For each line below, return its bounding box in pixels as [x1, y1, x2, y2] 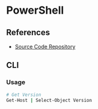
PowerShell [6, 4, 64, 17]
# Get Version [6, 92, 42, 98]
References [6, 27, 50, 38]
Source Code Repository [14, 43, 76, 50]
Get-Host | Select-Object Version [6, 97, 93, 103]
